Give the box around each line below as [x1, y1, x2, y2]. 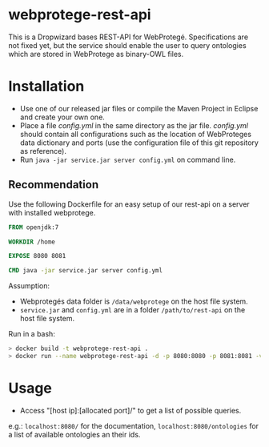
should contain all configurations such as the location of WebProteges [19, 129, 252, 139]
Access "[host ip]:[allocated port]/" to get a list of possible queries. [19, 405, 242, 415]
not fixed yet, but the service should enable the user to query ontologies [8, 40, 247, 50]
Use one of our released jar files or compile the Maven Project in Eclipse [19, 103, 259, 113]
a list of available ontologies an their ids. [8, 429, 141, 439]
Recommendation [8, 178, 98, 191]
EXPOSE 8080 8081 [8, 252, 66, 260]
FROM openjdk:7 [8, 223, 59, 232]
